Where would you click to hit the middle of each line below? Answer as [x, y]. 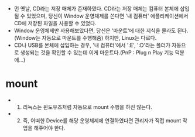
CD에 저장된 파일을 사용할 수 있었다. [55, 23]
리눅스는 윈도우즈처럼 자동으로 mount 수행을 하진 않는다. [88, 107]
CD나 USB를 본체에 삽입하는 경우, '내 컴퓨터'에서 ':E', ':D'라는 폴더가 [92, 45]
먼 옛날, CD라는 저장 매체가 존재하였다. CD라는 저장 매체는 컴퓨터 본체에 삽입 [102, 8]
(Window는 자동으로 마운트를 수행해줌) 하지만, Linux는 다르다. [85, 38]
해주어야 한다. [49, 128]
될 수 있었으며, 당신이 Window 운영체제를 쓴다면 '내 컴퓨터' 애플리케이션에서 [101, 16]
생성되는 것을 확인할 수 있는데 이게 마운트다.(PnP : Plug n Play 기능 [97, 52]
